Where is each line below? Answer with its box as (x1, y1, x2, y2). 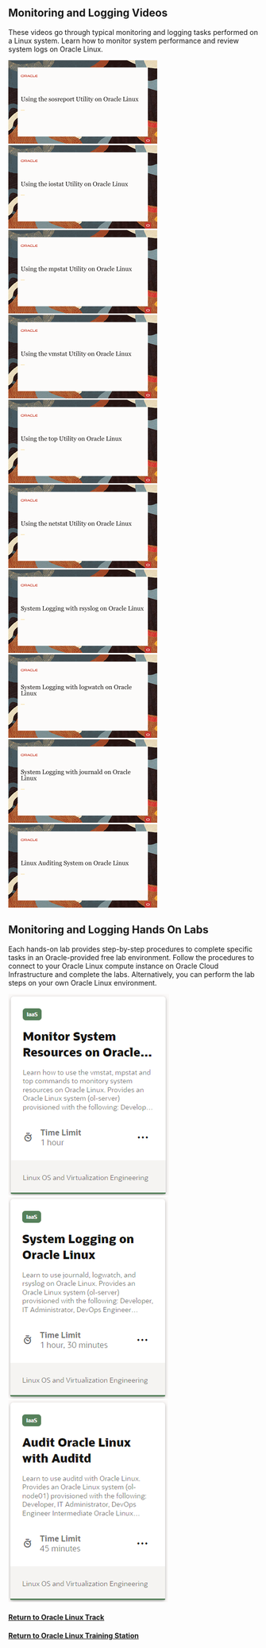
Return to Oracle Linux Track (8, 1612, 105, 1623)
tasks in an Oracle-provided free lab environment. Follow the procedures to (8, 952, 255, 962)
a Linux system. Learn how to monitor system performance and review (8, 36, 240, 45)
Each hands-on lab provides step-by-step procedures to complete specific (8, 944, 253, 954)
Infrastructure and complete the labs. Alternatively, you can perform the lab (8, 969, 256, 979)
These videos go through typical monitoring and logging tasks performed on (8, 27, 258, 37)
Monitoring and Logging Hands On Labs (8, 923, 209, 936)
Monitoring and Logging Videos (8, 6, 168, 20)
